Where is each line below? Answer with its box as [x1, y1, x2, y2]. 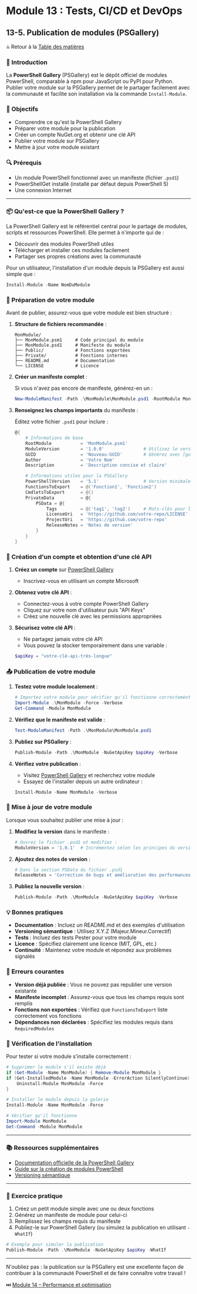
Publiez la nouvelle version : [14, 883, 85, 890]
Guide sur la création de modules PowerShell [14, 1166, 124, 1173]
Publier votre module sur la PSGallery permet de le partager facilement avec [6, 84, 191, 91]
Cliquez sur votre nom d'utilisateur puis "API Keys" [23, 606, 145, 613]
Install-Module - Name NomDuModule [6, 282, 91, 288]
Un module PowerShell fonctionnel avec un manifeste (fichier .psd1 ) [14, 174, 179, 181]
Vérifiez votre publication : [14, 760, 81, 767]
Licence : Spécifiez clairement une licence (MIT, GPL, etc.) [14, 940, 157, 947]
